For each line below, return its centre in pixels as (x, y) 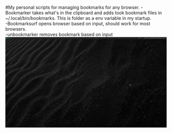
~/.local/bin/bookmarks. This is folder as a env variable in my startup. (78, 18)
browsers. (16, 29)
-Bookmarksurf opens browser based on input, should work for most (78, 23)
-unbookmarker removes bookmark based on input (59, 34)
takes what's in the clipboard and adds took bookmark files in (97, 13)
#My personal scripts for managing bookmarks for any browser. (72, 7)
